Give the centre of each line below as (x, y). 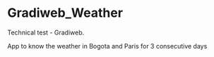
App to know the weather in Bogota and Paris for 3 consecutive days (107, 46)
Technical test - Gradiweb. (46, 32)
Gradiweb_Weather (65, 13)
